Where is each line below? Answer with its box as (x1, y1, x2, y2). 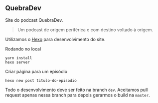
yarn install (5, 55, 32, 60)
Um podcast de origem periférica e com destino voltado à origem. (17, 27, 154, 33)
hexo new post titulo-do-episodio (5, 78, 77, 83)
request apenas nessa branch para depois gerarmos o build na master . (5, 92, 151, 98)
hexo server (5, 59, 30, 65)
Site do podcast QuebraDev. (5, 17, 63, 23)
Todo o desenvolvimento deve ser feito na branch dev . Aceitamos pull (5, 87, 148, 93)
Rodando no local (5, 46, 41, 51)
